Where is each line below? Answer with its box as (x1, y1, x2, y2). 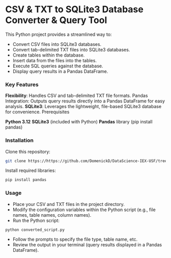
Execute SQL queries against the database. (12, 63, 103, 69)
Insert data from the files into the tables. (12, 57, 97, 63)
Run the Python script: (12, 217, 60, 223)
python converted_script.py (5, 227, 65, 233)
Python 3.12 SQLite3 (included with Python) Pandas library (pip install (5, 119, 153, 125)
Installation (5, 137, 34, 144)
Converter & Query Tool (5, 14, 107, 26)
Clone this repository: (5, 148, 51, 154)
